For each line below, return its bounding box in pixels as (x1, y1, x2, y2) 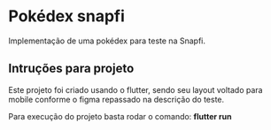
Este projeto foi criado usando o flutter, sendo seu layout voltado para (8, 84, 263, 95)
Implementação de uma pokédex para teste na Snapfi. (8, 35, 205, 46)
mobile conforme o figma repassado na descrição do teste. (8, 94, 225, 104)
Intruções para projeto (8, 61, 135, 76)
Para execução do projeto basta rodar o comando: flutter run (8, 111, 232, 121)
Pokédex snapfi (8, 6, 125, 27)
